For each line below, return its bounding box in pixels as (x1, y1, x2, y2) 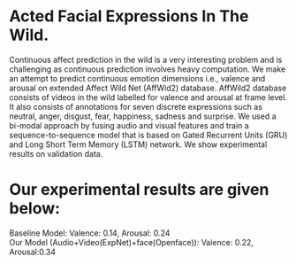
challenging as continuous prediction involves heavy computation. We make (9, 64, 286, 74)
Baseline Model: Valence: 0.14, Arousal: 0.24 (9, 228, 171, 238)
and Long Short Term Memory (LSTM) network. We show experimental (9, 139, 268, 150)
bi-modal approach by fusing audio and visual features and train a (9, 120, 249, 130)
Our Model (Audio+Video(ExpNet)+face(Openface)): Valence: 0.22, (9, 237, 254, 247)
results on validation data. (9, 148, 103, 159)
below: (9, 198, 60, 219)
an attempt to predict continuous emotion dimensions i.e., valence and (9, 73, 266, 83)
